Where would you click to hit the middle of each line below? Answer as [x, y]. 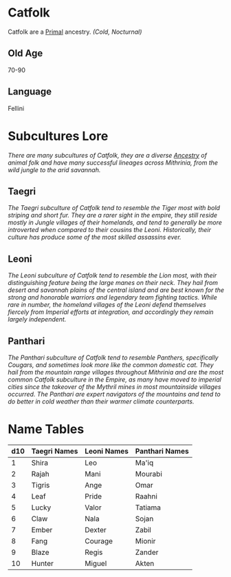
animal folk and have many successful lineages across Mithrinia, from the [113, 162]
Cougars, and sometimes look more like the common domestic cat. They [111, 365]
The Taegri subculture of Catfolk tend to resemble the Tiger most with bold [114, 208]
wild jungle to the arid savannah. [54, 169]
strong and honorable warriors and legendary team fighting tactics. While [112, 297]
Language [30, 92]
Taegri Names [55, 451]
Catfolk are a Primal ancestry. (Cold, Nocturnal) [75, 32]
